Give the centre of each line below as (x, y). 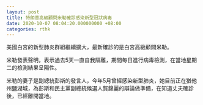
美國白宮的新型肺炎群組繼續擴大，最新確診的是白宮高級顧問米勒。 (89, 47)
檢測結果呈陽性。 (38, 68)
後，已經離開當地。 (31, 96)
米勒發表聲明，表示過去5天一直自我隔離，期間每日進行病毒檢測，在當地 (96, 60)
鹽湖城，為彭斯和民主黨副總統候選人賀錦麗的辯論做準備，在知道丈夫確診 (102, 89)
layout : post (23, 12)
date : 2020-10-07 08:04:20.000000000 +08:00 (64, 23)
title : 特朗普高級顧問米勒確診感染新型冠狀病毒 (59, 18)
